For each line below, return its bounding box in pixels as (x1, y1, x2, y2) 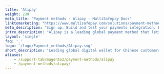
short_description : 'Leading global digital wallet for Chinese (5, 48, 139, 53)
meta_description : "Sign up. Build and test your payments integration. (5, 25, 156, 30)
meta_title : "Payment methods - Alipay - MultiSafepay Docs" (5, 16, 132, 21)
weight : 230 (5, 12, 29, 17)
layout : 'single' (5, 35, 41, 39)
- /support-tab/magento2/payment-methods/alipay (14, 57, 115, 62)
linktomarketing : (5, 20, 41, 26)
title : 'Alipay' (5, 7, 38, 12)
